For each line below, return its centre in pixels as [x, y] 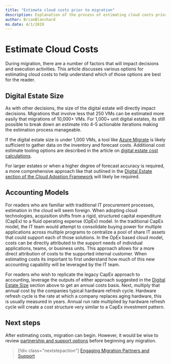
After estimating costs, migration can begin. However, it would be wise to [82, 335]
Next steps [23, 323]
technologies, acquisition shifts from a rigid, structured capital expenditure [83, 216]
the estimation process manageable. [44, 130]
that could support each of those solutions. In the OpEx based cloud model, [84, 237]
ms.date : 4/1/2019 [25, 24]
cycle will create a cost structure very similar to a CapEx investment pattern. [85, 307]
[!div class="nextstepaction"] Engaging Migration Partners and [83, 350]
